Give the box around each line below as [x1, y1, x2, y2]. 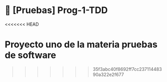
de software [5, 50, 57, 61]
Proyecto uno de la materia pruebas [5, 39, 158, 50]
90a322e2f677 [93, 71, 124, 77]
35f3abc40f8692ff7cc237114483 [93, 66, 162, 72]
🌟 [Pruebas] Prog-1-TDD [5, 5, 108, 16]
